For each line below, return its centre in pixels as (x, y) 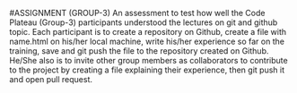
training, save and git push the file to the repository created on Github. (139, 51)
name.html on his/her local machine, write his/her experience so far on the (147, 41)
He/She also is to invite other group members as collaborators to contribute (149, 60)
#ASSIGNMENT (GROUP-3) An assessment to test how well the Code (137, 13)
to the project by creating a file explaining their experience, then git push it (147, 70)
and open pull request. (51, 79)
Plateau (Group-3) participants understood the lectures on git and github (144, 22)
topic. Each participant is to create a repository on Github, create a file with (148, 32)
